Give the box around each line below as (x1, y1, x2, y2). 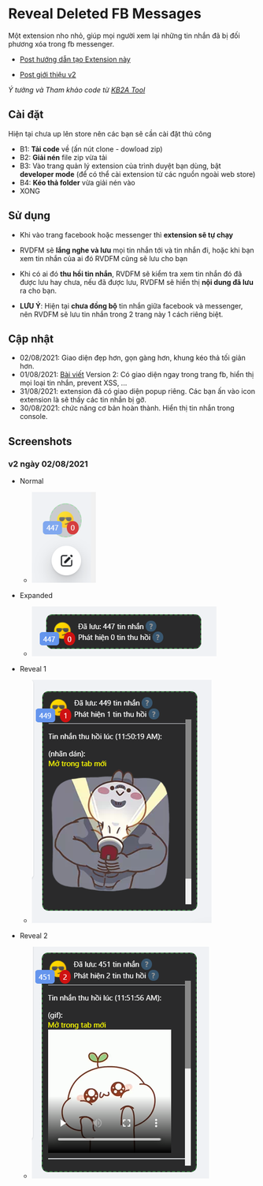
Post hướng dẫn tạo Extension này (19, 54, 131, 64)
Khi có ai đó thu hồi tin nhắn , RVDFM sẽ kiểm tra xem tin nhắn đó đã (19, 269, 243, 279)
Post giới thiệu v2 (19, 69, 76, 79)
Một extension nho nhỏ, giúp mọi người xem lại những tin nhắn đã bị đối (8, 31, 240, 40)
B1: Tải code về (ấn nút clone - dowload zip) (19, 144, 163, 154)
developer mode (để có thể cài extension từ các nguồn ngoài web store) (19, 169, 256, 178)
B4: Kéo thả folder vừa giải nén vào (19, 178, 135, 187)
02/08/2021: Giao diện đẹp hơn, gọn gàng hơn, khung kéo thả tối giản (19, 353, 246, 363)
